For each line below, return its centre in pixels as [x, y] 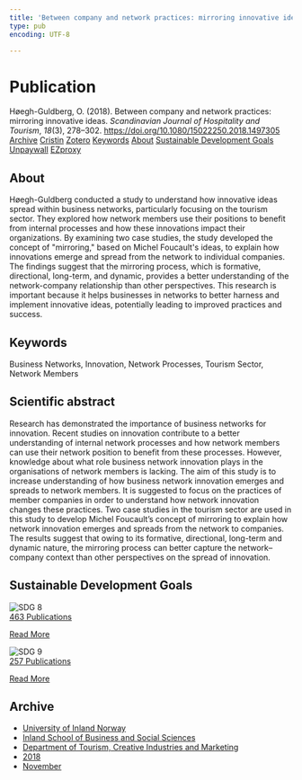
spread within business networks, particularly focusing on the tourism [138, 209]
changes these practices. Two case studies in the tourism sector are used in [151, 510]
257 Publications [40, 660]
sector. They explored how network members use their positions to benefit [147, 219]
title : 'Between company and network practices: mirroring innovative [144, 18]
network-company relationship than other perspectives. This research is [143, 286]
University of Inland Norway [74, 728]
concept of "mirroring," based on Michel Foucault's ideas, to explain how [144, 247]
